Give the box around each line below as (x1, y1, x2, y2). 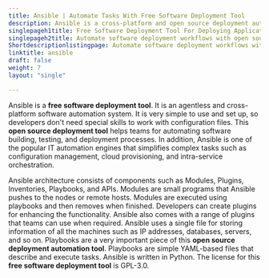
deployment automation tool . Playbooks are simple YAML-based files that (8, 244, 254, 253)
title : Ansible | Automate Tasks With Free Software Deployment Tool (8, 11, 246, 20)
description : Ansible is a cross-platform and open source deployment (8, 19, 249, 27)
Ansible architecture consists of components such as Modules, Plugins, (8, 175, 244, 185)
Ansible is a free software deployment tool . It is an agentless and (8, 100, 226, 110)
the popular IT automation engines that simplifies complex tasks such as (8, 143, 247, 152)
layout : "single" (8, 71, 66, 79)
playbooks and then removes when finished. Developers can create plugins (8, 201, 257, 211)
